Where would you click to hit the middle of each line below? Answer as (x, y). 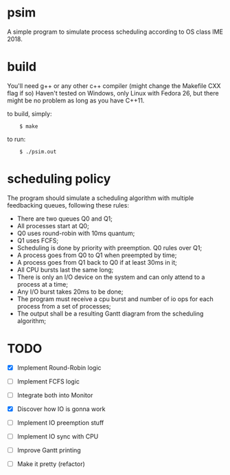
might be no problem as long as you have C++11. (76, 100)
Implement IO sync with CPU (58, 437)
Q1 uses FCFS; (38, 240)
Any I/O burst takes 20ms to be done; (70, 291)
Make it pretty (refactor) (51, 464)
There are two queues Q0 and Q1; (65, 219)
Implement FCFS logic (48, 381)
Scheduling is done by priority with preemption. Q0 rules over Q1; (110, 247)
